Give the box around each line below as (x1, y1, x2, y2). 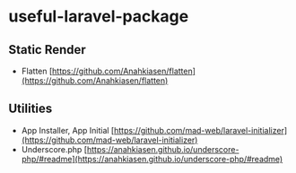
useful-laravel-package (8, 6, 189, 27)
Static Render (8, 42, 86, 57)
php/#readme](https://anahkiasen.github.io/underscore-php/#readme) (21, 153, 283, 164)
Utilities (8, 101, 53, 117)
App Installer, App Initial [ (21, 125, 115, 135)
